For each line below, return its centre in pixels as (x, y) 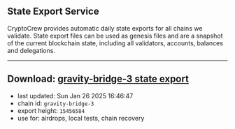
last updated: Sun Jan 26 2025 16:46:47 (75, 96)
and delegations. (31, 50)
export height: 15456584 (51, 110)
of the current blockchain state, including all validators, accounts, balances (115, 43)
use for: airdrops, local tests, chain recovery (81, 118)
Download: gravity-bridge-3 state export (98, 79)
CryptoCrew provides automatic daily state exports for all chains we (105, 28)
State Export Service (53, 12)
